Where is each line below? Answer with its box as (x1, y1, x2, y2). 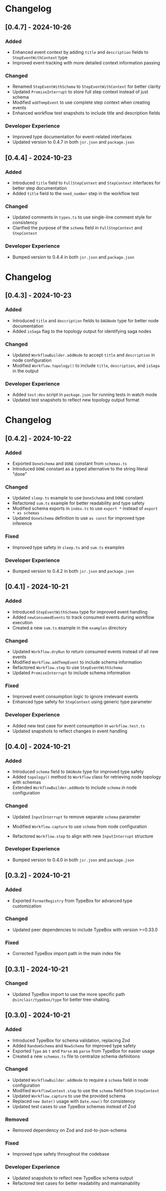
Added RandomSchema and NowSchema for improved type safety (12, 1042, 136, 1048)
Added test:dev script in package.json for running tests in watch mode (12, 392, 158, 398)
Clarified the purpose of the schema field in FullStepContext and (12, 225, 143, 231)
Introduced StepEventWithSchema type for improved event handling (12, 609, 148, 615)
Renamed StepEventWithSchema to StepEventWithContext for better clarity (12, 83, 161, 90)
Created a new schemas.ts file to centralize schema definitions (12, 1053, 140, 1059)
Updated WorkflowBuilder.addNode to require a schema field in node (12, 1077, 149, 1083)
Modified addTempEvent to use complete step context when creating (12, 99, 150, 105)
